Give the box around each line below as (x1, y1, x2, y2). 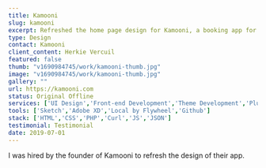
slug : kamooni (8, 19, 55, 27)
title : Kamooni (8, 11, 59, 20)
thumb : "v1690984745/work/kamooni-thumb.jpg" (8, 63, 161, 71)
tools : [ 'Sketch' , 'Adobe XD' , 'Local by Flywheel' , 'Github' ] (8, 107, 211, 115)
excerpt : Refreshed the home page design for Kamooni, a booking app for (8, 26, 257, 34)
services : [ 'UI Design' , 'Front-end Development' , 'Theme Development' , (8, 99, 246, 107)
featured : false (8, 56, 62, 64)
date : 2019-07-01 (8, 129, 66, 136)
